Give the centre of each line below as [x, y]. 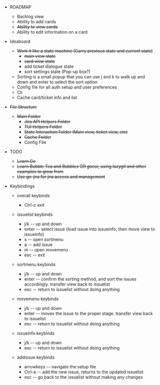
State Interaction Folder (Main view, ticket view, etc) [76, 132]
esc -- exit [35, 255]
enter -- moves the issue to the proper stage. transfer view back [89, 313]
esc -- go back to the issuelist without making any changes [84, 377]
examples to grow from [40, 172]
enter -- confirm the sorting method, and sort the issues [80, 279]
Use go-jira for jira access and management [61, 177]
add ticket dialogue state [49, 66]
